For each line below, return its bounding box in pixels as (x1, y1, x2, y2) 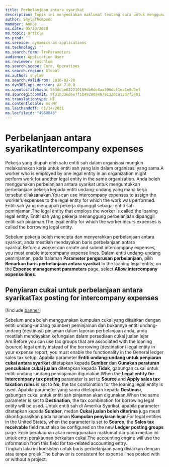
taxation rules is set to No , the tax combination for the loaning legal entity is (5, 381, 163, 387)
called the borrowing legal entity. (5, 224, 73, 230)
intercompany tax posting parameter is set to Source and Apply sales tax (5, 376, 160, 382)
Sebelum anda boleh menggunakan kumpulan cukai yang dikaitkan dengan (5, 317, 161, 323)
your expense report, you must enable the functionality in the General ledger (5, 349, 164, 355)
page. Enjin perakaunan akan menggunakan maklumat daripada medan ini (5, 429, 159, 435)
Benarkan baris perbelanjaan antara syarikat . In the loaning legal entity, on (5, 260, 161, 266)
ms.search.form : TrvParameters (5, 49, 71, 54)
